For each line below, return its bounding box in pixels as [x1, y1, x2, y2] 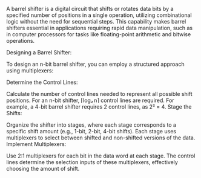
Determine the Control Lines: [6, 78, 78, 86]
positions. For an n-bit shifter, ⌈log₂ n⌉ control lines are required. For [6, 97, 174, 104]
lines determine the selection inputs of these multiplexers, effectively [6, 159, 179, 165]
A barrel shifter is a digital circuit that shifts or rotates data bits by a [6, 5, 174, 12]
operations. [6, 37, 35, 44]
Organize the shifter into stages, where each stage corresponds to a [6, 121, 177, 129]
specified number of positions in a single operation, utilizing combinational [6, 11, 192, 19]
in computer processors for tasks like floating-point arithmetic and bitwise [6, 31, 191, 38]
